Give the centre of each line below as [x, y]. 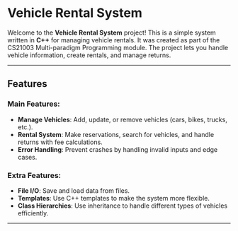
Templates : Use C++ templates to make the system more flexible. [114, 198]
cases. [27, 157]
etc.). [25, 127]
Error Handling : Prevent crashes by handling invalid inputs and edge [118, 149]
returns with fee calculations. [60, 142]
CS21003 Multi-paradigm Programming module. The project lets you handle [118, 47]
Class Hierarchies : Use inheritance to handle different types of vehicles [123, 206]
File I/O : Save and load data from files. [73, 190]
